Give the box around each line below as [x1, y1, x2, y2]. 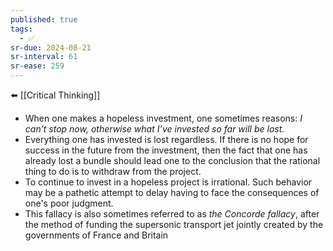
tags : [10, 24, 33, 34]
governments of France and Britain [24, 229, 169, 241]
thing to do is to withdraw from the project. [24, 166, 202, 177]
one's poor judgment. [24, 197, 114, 209]
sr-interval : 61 [10, 52, 78, 62]
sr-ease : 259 [10, 61, 65, 71]
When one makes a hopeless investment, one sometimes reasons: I [24, 112, 303, 124]
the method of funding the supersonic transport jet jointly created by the [24, 219, 324, 230]
